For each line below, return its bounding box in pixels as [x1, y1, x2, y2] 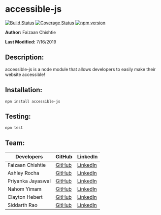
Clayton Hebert [7, 194, 43, 201]
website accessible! [5, 72, 45, 77]
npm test [5, 125, 23, 130]
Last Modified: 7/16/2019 [5, 38, 57, 45]
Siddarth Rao [7, 202, 38, 209]
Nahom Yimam [7, 186, 42, 193]
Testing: [5, 112, 31, 120]
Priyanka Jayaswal [7, 178, 51, 184]
